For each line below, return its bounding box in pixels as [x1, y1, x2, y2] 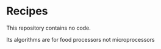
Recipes [6, 4, 48, 18]
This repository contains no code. [6, 24, 91, 31]
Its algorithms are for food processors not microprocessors [6, 36, 155, 43]
